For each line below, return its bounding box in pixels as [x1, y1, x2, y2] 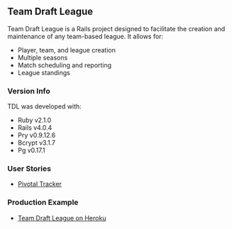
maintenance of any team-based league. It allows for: [7, 32, 164, 40]
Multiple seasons [17, 53, 68, 62]
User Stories [7, 164, 52, 174]
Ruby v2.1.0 [17, 116, 52, 125]
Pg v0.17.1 [17, 146, 45, 155]
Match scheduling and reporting [17, 60, 112, 69]
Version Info [7, 86, 51, 96]
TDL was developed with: [7, 102, 82, 111]
